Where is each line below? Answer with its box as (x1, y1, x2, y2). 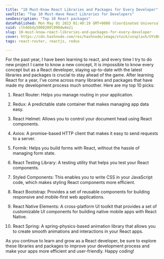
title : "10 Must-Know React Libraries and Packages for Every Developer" (5, 7, 159, 12)
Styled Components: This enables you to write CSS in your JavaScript (12, 174, 153, 180)
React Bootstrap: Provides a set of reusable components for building (12, 188, 150, 195)
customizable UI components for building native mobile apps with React (12, 208, 157, 214)
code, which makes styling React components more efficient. (12, 179, 136, 185)
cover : (5, 35, 19, 39)
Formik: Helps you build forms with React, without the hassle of (12, 145, 140, 151)
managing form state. (12, 150, 56, 156)
